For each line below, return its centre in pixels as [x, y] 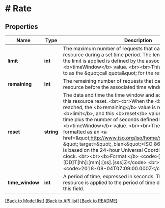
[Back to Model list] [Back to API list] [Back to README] [61, 201]
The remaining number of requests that [108, 81]
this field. [74, 189]
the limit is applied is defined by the [104, 61]
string [51, 132]
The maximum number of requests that [108, 48]
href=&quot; [77, 138]
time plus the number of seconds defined [111, 119]
